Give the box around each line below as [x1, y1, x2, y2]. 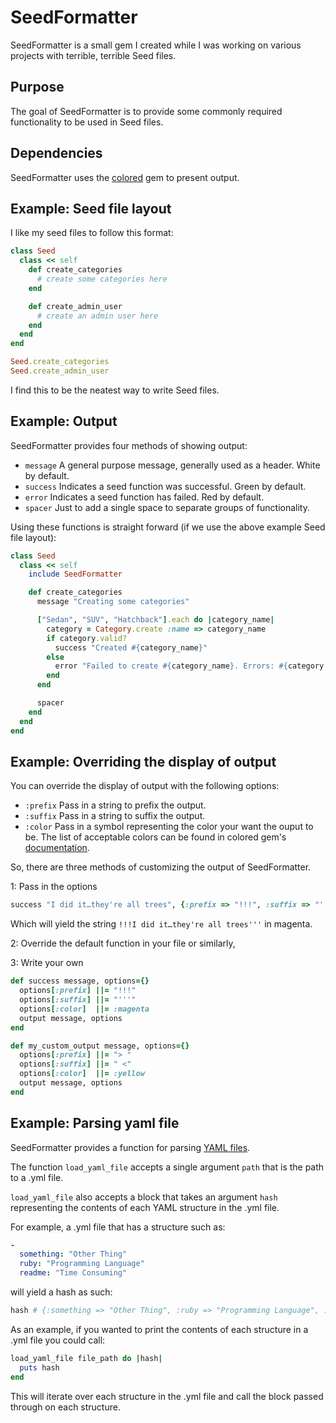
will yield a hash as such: [10, 1286, 113, 1298]
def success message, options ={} [10, 976, 150, 986]
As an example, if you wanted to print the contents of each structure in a [10, 1323, 309, 1335]
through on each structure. [10, 1401, 121, 1413]
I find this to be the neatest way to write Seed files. [10, 384, 220, 396]
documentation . [24, 842, 90, 854]
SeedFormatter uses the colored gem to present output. [10, 171, 240, 183]
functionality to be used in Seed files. [10, 116, 164, 128]
